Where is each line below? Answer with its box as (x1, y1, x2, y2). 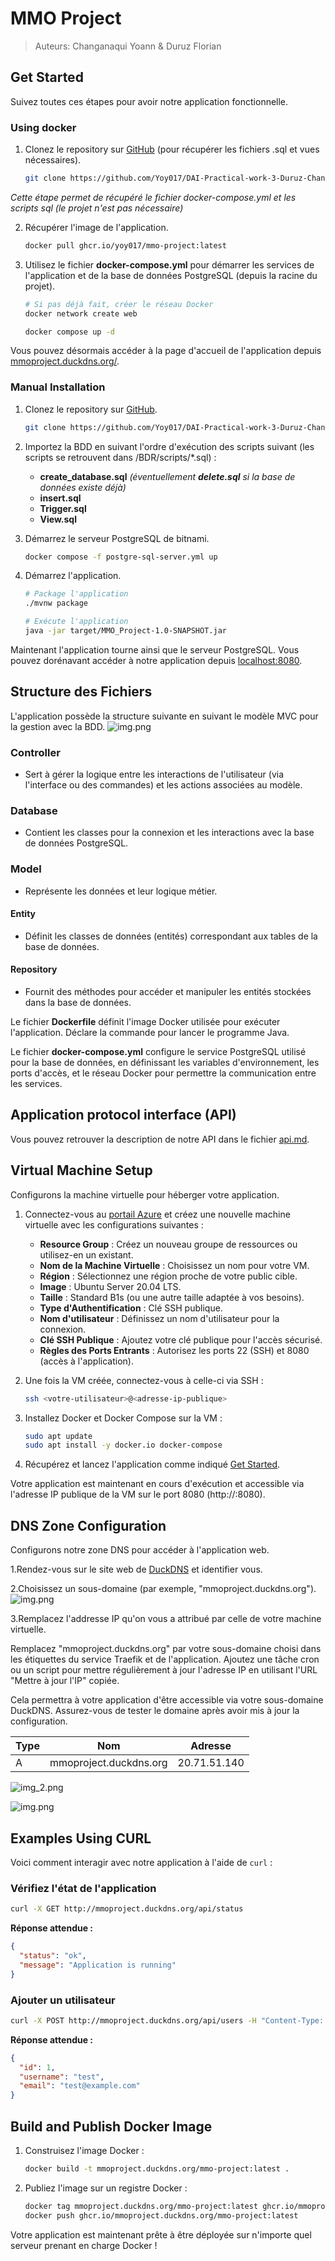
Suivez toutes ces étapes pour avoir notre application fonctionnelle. (10, 95, 289, 107)
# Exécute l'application (24, 617, 129, 627)
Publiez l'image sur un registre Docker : (24, 2182, 188, 2194)
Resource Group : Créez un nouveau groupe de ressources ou (39, 1238, 298, 1250)
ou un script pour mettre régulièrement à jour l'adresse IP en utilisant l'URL (10, 1664, 318, 1676)
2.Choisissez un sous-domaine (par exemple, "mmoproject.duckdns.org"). (10, 1583, 317, 1595)
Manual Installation (10, 380, 106, 394)
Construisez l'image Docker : (24, 2144, 145, 2156)
